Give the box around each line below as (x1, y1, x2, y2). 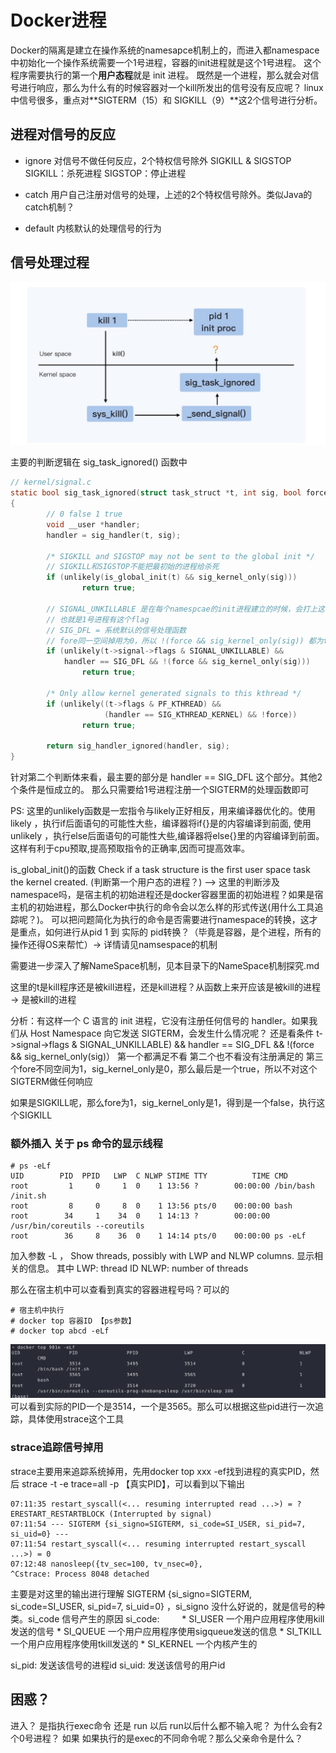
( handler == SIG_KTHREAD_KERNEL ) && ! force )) (104, 709, 298, 720)
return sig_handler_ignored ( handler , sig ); (46, 741, 230, 751)
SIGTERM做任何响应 (10, 1076, 93, 1088)
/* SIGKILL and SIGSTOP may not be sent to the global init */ (46, 551, 315, 561)
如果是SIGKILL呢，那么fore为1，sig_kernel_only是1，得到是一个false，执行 (10, 1097, 317, 1109)
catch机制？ (24, 201, 75, 213)
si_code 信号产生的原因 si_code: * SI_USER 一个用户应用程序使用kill (27, 1612, 325, 1625)
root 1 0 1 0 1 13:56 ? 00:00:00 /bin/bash (10, 1181, 315, 1191)
